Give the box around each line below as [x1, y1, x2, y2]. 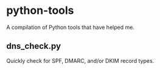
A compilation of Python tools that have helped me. [6, 24, 135, 31]
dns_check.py [6, 41, 61, 51]
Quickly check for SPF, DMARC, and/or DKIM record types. [6, 57, 155, 64]
